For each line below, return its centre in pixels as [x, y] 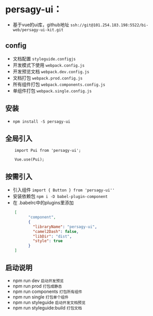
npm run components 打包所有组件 [48, 291]
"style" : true [48, 241]
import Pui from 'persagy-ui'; [48, 151]
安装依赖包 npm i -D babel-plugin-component [60, 196]
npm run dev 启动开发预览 [38, 280]
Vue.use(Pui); [29, 160]
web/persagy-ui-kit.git [38, 30]
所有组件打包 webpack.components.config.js [59, 84]
